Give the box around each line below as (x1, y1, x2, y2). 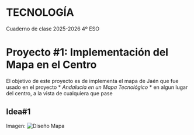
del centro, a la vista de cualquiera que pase (6, 89, 113, 96)
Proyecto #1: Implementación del (6, 46, 168, 59)
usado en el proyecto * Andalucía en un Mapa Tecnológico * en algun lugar (6, 84, 188, 91)
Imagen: (6, 122, 26, 129)
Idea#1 (6, 107, 31, 117)
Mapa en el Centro (6, 58, 97, 71)
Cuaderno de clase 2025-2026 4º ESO (6, 25, 100, 32)
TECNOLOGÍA (6, 6, 74, 19)
